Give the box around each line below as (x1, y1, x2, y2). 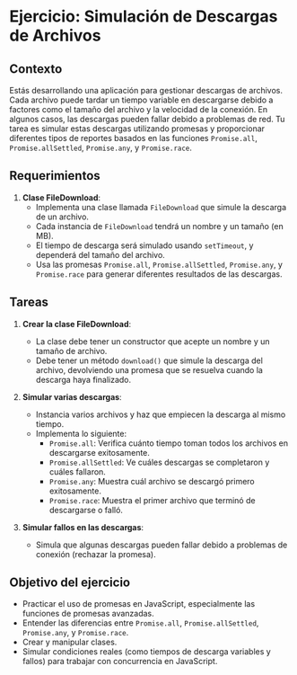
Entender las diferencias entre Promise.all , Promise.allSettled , (22, 617, 259, 628)
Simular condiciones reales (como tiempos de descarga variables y (22, 646, 271, 657)
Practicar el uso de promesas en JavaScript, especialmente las (22, 599, 256, 609)
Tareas (9, 295, 49, 310)
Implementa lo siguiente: (35, 428, 127, 439)
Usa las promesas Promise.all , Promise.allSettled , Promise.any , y (35, 259, 283, 270)
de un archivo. (35, 211, 90, 222)
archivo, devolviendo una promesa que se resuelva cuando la (35, 364, 263, 375)
